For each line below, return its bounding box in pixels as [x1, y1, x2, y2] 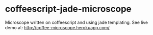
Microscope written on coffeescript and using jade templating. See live [5, 19, 148, 25]
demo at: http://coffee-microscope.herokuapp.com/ [5, 24, 110, 30]
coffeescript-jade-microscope [5, 3, 131, 15]
